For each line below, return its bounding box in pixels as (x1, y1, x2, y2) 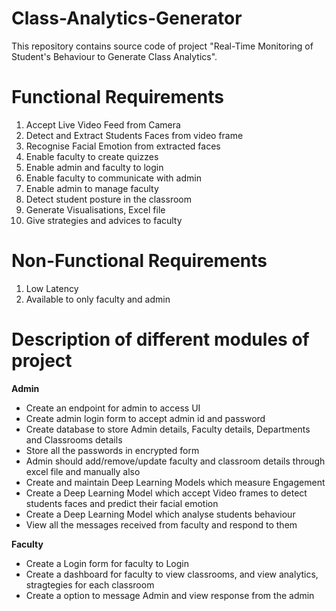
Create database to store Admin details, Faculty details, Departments (25, 423, 311, 435)
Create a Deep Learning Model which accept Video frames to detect (25, 487, 308, 499)
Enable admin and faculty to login (25, 161, 164, 173)
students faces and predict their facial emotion (25, 497, 219, 509)
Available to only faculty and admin (25, 293, 171, 305)
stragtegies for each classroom (25, 578, 155, 591)
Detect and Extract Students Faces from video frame (25, 129, 244, 141)
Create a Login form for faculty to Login (25, 557, 189, 569)
